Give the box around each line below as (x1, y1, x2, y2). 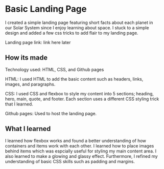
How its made (5, 54, 48, 62)
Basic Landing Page (5, 3, 87, 15)
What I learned (5, 125, 51, 133)
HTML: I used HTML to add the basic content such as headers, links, (5, 76, 143, 82)
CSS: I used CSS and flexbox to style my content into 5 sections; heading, (5, 90, 154, 96)
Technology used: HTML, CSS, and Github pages (5, 66, 104, 72)
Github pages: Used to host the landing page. (5, 110, 97, 116)
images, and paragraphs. (5, 81, 55, 87)
